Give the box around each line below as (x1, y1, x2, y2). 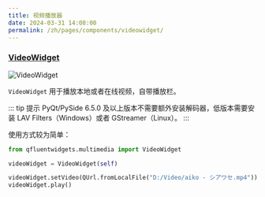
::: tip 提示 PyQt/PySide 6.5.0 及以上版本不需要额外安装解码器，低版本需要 (8, 103, 248, 113)
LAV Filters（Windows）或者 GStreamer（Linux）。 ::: (17, 113, 190, 122)
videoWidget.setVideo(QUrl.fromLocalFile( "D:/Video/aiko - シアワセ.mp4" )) (8, 174, 258, 182)
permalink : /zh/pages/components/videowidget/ (8, 26, 164, 34)
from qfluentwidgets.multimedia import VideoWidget (8, 145, 181, 154)
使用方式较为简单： (8, 129, 71, 139)
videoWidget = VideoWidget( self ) (8, 159, 118, 168)
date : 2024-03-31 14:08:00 (8, 19, 97, 27)
